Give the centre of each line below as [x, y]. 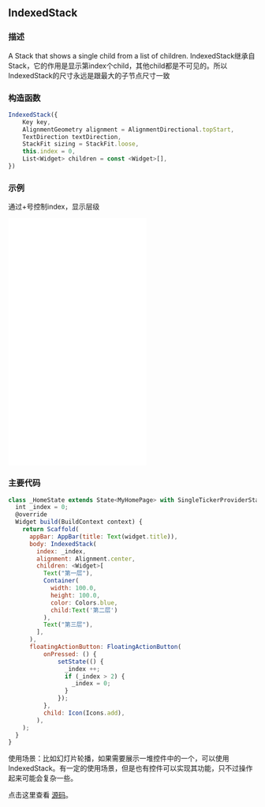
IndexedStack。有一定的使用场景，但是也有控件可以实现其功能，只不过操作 [131, 768]
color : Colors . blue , [84, 603]
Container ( [61, 581]
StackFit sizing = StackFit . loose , [81, 144]
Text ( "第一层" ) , [68, 573]
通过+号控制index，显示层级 [54, 207]
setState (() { [81, 662]
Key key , [37, 122]
